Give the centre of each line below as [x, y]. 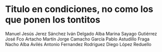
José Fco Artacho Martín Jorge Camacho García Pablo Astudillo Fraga [77, 39]
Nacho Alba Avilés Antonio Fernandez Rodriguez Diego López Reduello [78, 44]
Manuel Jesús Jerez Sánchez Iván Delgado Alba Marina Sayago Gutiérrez [81, 33]
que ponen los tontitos [53, 20]
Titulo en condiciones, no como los [79, 9]
